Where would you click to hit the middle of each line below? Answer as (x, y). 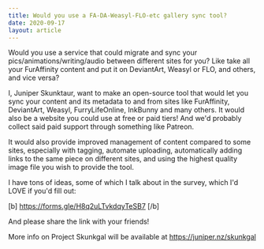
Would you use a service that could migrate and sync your (103, 53)
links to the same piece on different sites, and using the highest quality (123, 159)
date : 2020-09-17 (37, 23)
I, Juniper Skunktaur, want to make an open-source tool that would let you (128, 93)
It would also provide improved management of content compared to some (130, 142)
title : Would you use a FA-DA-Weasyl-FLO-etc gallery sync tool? (117, 15)
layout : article (35, 30)
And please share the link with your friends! (79, 221)
